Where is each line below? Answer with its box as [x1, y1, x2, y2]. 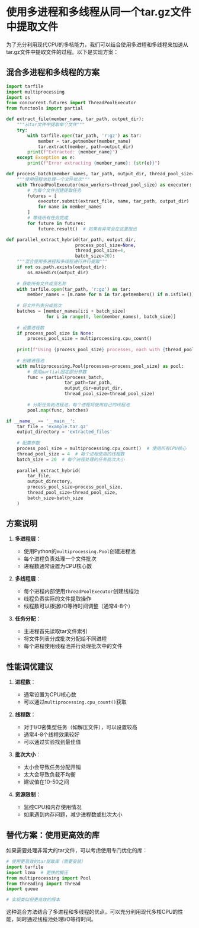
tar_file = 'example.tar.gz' [17, 423, 89, 429]
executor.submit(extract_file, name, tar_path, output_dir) [37, 198, 190, 204]
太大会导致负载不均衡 [23, 771, 76, 778]
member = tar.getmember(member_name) [37, 138, 131, 144]
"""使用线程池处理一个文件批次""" [17, 176, 91, 182]
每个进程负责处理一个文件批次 [23, 555, 97, 563]
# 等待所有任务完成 [27, 215, 68, 221]
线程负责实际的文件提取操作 [23, 595, 92, 602]
